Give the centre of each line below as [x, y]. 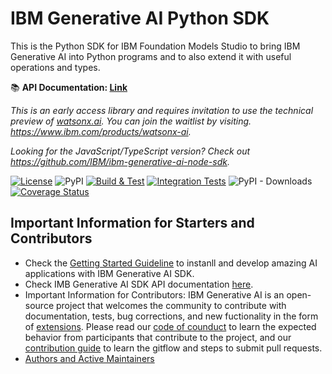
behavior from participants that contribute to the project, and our [158, 337]
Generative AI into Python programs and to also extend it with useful [151, 56]
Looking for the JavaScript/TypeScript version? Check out [130, 151]
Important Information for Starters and [132, 223]
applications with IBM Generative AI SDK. [109, 273]
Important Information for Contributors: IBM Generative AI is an [154, 294]
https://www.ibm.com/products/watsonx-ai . [101, 131]
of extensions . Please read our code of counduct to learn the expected [170, 326]
